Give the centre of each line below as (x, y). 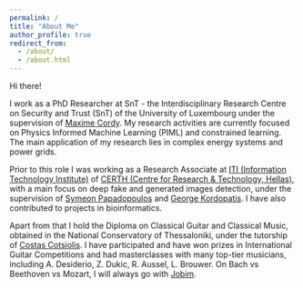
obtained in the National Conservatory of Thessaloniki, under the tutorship (149, 235)
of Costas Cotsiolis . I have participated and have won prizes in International (151, 245)
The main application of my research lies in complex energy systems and (146, 142)
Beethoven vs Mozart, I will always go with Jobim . (103, 274)
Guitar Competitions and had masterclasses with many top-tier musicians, (148, 254)
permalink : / (34, 18)
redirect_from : (38, 43)
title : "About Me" (44, 26)
